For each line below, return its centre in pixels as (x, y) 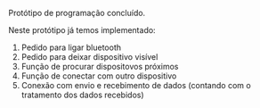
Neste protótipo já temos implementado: (82, 30)
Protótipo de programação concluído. (77, 13)
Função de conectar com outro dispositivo (99, 76)
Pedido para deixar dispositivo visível (89, 57)
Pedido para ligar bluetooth (71, 47)
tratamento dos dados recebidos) (82, 95)
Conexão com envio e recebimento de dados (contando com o (136, 85)
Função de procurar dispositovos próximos (100, 66)
